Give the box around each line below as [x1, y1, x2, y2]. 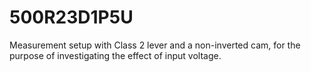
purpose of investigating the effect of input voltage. [9, 49, 222, 61]
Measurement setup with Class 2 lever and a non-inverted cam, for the [9, 39, 301, 51]
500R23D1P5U [9, 6, 134, 29]
